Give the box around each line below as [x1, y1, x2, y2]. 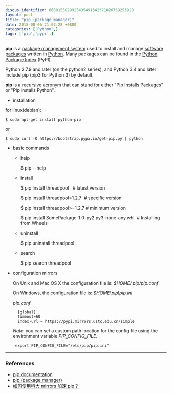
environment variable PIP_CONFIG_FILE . [12, 333, 98, 339]
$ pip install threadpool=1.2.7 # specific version [20, 195, 122, 201]
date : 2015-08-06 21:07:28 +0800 [5, 22, 77, 27]
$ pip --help [20, 165, 46, 171]
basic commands [12, 145, 50, 151]
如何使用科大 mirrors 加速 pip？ [12, 383, 79, 389]
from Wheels [20, 220, 48, 226]
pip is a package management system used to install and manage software [5, 46, 164, 51]
